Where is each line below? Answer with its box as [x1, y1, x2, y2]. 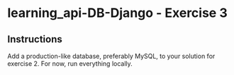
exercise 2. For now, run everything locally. [7, 59, 133, 68]
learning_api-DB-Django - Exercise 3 [7, 5, 228, 21]
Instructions [7, 33, 62, 45]
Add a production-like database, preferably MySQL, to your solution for [7, 52, 216, 60]
